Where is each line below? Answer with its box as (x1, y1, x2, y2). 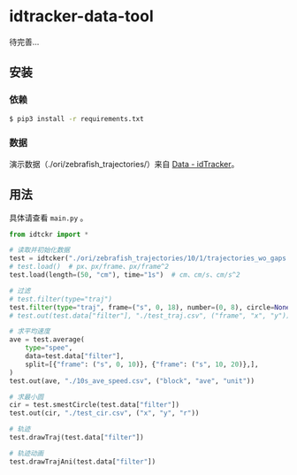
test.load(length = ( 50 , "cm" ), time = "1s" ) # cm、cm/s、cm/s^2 (9, 271, 240, 280)
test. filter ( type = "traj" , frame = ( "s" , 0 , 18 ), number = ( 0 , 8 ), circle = (9, 303, 275, 311)
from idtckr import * (9, 230, 89, 239)
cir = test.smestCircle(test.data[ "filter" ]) (9, 401, 179, 410)
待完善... (9, 36, 40, 47)
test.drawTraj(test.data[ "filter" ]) (9, 433, 144, 442)
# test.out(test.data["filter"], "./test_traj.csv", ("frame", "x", (9, 311, 267, 320)
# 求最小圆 (9, 392, 44, 402)
